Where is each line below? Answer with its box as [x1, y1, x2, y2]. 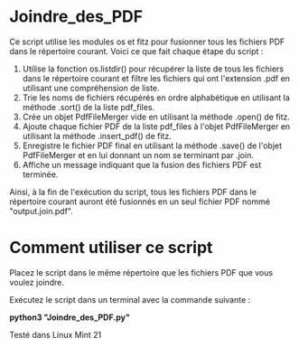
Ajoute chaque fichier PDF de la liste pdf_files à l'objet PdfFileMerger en [22, 120, 291, 132]
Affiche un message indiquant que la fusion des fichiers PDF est [22, 159, 262, 170]
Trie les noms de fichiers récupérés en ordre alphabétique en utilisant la [22, 92, 291, 103]
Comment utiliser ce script [9, 238, 213, 258]
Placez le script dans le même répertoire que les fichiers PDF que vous [9, 267, 274, 277]
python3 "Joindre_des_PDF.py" [9, 312, 131, 323]
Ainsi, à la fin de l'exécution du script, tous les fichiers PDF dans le [9, 186, 257, 197]
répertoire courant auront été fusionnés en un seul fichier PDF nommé [9, 196, 271, 207]
